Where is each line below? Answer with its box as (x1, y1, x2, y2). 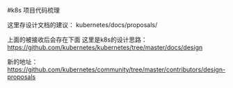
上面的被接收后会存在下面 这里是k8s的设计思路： (7, 35, 147, 44)
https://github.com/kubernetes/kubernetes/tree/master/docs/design (7, 44, 203, 51)
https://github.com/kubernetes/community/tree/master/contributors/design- (7, 65, 226, 73)
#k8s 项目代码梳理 (7, 6, 61, 14)
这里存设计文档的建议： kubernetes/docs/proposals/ (7, 21, 158, 29)
